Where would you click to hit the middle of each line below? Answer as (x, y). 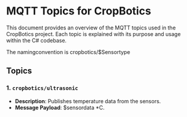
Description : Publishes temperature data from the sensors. (88, 101)
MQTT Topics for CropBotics (79, 11)
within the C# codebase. (37, 40)
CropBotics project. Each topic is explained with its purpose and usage (93, 34)
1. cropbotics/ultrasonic (42, 88)
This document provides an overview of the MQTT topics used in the (91, 28)
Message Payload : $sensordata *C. (60, 107)
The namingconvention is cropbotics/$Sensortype (68, 52)
